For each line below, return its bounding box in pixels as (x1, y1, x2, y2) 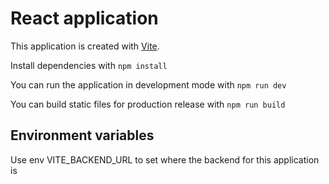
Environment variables (10, 127, 155, 144)
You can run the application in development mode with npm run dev (10, 78, 287, 91)
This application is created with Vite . (10, 40, 160, 52)
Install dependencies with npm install (10, 59, 168, 71)
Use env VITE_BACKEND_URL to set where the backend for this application (10, 153, 320, 166)
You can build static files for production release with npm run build (10, 98, 286, 110)
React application (10, 7, 159, 30)
